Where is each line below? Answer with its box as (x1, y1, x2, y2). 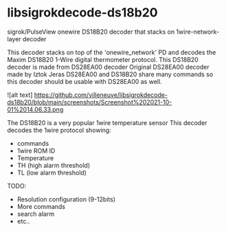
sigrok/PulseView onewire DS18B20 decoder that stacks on (7, 27, 175, 36)
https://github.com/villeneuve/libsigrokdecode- (34, 91, 168, 99)
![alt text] (7, 91, 33, 99)
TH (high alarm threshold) (16, 161, 91, 169)
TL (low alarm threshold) (16, 168, 87, 177)
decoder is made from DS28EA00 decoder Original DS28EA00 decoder (7, 63, 210, 71)
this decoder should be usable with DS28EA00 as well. (7, 77, 163, 85)
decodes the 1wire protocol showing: (7, 126, 111, 134)
